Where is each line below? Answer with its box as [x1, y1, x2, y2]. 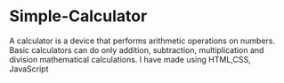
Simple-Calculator [9, 6, 148, 26]
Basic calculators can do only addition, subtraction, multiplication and [9, 44, 264, 55]
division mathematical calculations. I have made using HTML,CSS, [9, 54, 251, 64]
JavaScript [9, 64, 49, 74]
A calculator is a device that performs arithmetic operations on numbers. [9, 35, 276, 46]
